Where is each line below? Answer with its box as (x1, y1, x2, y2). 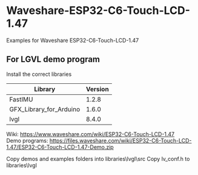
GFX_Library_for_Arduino (9, 105, 81, 113)
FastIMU (9, 95, 33, 103)
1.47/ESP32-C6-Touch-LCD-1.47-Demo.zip (6, 143, 114, 151)
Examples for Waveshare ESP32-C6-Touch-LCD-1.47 (6, 36, 139, 44)
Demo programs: (6, 137, 48, 144)
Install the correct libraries (6, 70, 72, 78)
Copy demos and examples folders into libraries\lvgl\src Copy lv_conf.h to (6, 155, 190, 162)
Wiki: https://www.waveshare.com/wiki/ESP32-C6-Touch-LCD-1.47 (6, 130, 175, 137)
